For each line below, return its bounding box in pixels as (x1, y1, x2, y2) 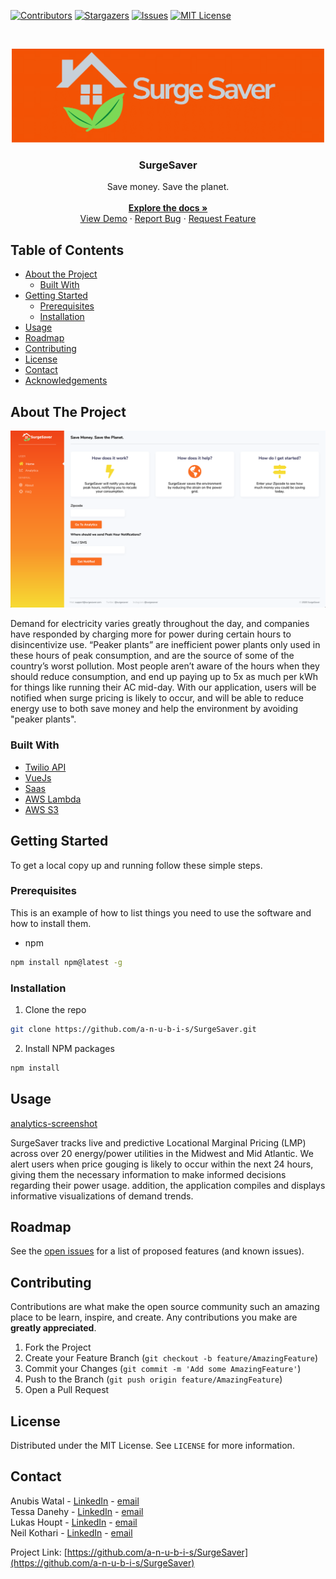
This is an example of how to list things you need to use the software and (10, 906, 312, 919)
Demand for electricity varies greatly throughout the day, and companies (10, 618, 310, 630)
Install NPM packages (24, 1042, 115, 1054)
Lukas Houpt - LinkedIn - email (10, 1516, 138, 1528)
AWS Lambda (24, 793, 82, 805)
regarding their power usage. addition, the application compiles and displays (10, 1179, 326, 1191)
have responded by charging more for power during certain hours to (10, 628, 292, 640)
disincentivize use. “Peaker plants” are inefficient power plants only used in (10, 639, 321, 651)
